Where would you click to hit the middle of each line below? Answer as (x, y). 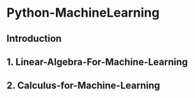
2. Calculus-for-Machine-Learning (84, 86)
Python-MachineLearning (83, 13)
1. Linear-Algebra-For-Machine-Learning (97, 62)
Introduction (34, 39)
